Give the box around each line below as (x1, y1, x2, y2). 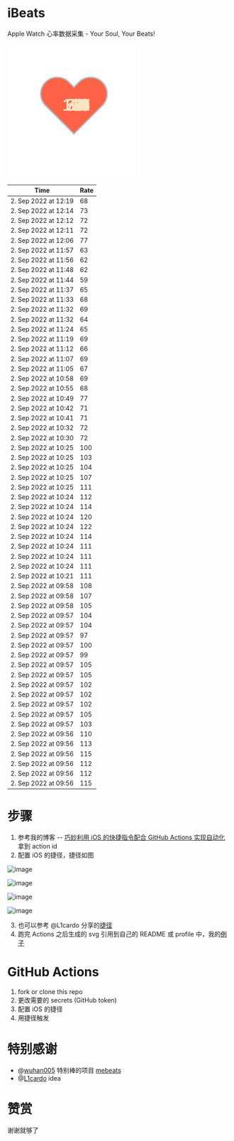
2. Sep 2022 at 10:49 (10, 394, 74, 403)
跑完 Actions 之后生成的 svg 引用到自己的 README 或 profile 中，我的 (17, 929, 221, 938)
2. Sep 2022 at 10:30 (10, 433, 74, 442)
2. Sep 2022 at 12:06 (10, 236, 74, 244)
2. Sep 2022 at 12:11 (10, 226, 74, 235)
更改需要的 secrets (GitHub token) (17, 995, 117, 1004)
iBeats (7, 5, 46, 21)
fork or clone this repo (17, 987, 83, 995)
